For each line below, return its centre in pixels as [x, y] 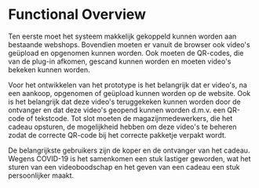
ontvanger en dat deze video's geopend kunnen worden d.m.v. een [117, 110]
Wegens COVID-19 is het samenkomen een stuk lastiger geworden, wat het [129, 158]
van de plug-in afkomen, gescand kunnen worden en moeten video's [120, 61]
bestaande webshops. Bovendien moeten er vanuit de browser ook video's [129, 44]
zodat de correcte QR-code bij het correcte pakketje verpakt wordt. [117, 135]
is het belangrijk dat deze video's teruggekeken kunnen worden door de [124, 101]
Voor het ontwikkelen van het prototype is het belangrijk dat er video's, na [128, 85]
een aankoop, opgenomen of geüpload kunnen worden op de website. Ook [129, 93]
